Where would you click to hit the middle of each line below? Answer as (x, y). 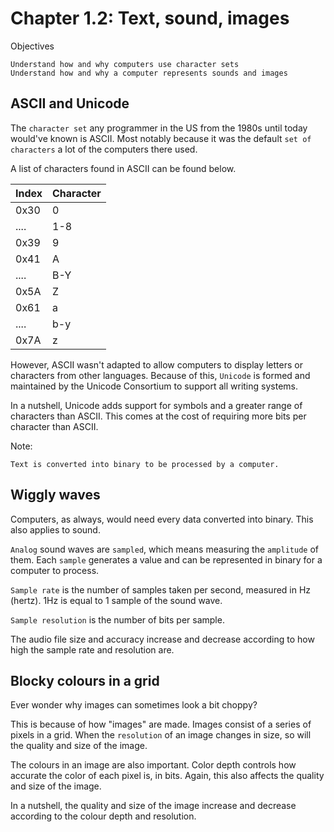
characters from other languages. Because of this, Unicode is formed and (160, 375)
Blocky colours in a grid (85, 680)
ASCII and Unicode (70, 103)
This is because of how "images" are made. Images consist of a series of (161, 724)
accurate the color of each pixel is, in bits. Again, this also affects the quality (167, 776)
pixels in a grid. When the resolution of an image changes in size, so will (161, 735)
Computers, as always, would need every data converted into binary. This (162, 519)
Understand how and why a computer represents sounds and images (149, 73)
